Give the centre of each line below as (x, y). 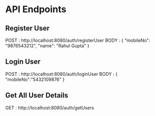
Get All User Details (37, 95)
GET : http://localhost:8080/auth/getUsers (50, 107)
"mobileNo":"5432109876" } (35, 79)
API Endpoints (36, 9)
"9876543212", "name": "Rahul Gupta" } (47, 46)
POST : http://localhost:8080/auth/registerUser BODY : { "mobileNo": (78, 40)
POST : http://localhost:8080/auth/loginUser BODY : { (61, 74)
